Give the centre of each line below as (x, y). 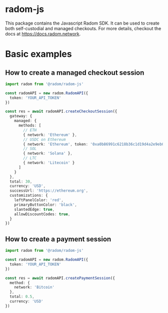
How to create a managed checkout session (75, 72)
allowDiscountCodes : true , (42, 214)
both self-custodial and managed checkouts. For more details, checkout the (83, 28)
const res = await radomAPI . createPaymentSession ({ (60, 278)
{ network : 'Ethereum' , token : (56, 144)
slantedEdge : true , (34, 209)
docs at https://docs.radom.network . (43, 34)
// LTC (30, 158)
